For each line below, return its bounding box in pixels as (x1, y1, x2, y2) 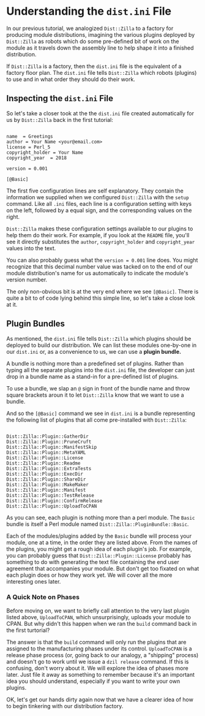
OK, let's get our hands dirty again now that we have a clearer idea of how (6, 696, 194, 703)
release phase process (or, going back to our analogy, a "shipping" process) (6, 651, 199, 658)
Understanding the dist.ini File (6, 4, 172, 18)
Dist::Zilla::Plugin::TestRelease (6, 492, 95, 498)
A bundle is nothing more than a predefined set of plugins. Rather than (6, 360, 184, 367)
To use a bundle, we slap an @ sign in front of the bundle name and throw (6, 384, 190, 392)
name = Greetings (6, 133, 53, 139)
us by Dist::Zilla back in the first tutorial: (6, 116, 113, 123)
